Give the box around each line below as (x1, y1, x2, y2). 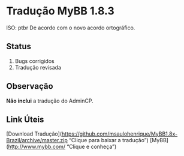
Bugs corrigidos (14, 57, 55, 64)
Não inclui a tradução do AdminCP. (6, 97, 94, 104)
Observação (6, 81, 53, 91)
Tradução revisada (14, 64, 62, 71)
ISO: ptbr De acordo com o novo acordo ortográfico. (6, 24, 135, 31)
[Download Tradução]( (6, 130, 62, 137)
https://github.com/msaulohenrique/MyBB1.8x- (62, 130, 178, 137)
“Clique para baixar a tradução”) (68, 137, 149, 144)
